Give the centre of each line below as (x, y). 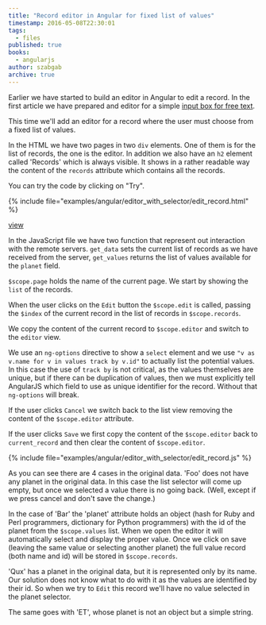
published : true (35, 45)
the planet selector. (40, 596)
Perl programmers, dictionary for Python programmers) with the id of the (127, 522)
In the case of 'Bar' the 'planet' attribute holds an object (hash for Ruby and (132, 514)
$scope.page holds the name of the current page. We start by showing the (128, 281)
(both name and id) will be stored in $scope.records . (93, 556)
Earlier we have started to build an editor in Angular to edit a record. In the (129, 97)
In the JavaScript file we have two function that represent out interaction (127, 240)
